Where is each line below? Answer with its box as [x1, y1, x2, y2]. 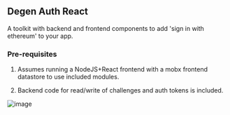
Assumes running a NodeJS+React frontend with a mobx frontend [17, 65, 208, 74]
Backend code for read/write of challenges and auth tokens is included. [17, 86, 224, 95]
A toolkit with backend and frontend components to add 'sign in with [7, 24, 205, 32]
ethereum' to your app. [7, 32, 73, 40]
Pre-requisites [7, 49, 57, 59]
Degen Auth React [7, 6, 89, 18]
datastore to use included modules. [17, 73, 120, 81]
